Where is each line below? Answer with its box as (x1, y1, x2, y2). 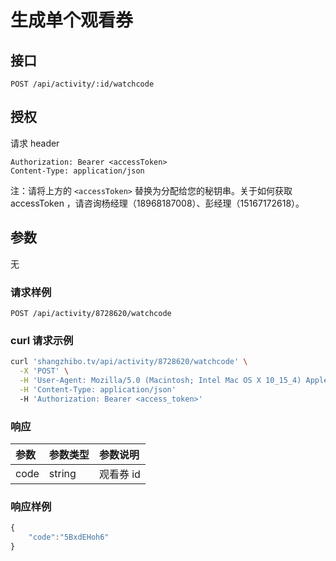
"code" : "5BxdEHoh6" (28, 532, 110, 543)
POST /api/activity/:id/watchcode (10, 79, 155, 89)
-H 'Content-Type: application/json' (19, 384, 177, 395)
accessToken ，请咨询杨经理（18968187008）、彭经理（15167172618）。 (10, 197, 305, 209)
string (48, 466, 77, 480)
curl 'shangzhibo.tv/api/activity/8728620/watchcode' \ (10, 357, 248, 367)
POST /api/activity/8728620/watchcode (10, 308, 172, 318)
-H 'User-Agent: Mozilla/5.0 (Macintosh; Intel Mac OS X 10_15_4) (19, 375, 302, 385)
